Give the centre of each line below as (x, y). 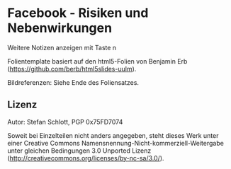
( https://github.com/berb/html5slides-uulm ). (72, 69)
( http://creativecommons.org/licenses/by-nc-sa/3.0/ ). (86, 158)
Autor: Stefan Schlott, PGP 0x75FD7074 (65, 122)
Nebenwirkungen (60, 28)
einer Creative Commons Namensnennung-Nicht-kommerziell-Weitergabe (116, 143)
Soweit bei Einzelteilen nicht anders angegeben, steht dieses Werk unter (113, 135)
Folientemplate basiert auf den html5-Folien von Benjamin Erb (97, 61)
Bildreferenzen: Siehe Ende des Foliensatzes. (73, 82)
